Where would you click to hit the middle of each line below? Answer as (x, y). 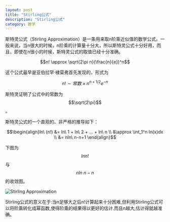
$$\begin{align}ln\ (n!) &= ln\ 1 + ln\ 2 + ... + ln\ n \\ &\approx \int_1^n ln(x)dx (85, 132)
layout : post (19, 10)
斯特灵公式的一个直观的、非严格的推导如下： (52, 122)
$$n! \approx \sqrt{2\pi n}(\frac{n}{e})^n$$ (85, 62)
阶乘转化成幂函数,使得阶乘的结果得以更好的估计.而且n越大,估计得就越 (86, 208)
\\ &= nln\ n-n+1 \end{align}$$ (85, 137)
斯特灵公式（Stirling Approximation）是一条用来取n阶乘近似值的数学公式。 (83, 39)
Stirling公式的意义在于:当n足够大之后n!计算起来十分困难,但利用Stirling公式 (82, 202)
